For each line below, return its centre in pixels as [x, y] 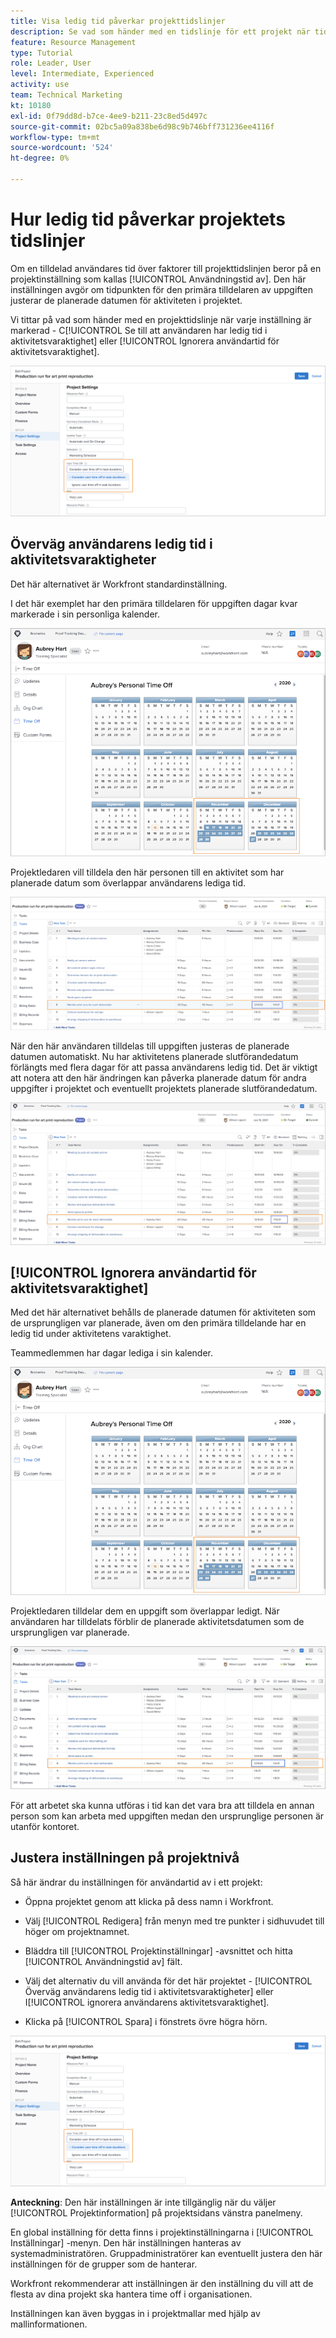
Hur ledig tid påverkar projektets [148, 219]
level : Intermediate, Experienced [82, 74]
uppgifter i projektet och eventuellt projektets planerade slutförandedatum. [164, 1088]
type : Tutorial [42, 53]
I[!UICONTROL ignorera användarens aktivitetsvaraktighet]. [147, 2002]
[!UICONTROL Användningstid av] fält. [103, 1961]
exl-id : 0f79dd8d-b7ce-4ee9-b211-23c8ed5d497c [109, 116]
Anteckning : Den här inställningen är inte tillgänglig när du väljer [143, 2202]
